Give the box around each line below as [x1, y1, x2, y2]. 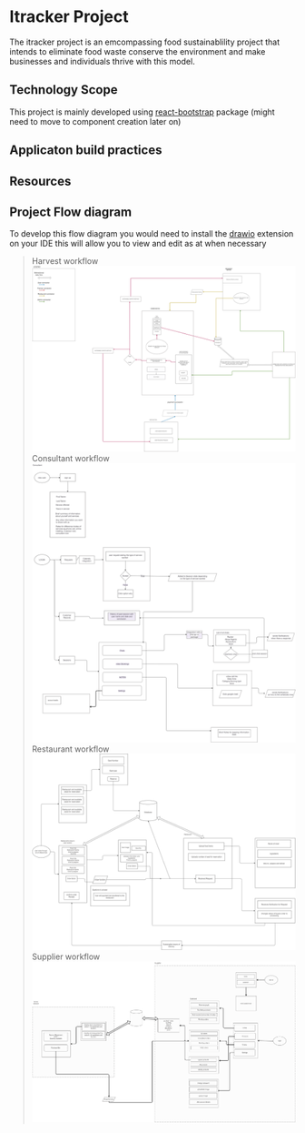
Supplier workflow [31, 951, 101, 962]
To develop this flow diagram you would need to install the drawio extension [9, 228, 294, 239]
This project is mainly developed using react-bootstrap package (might [9, 106, 275, 117]
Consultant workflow [31, 452, 111, 463]
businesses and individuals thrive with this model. [9, 56, 195, 66]
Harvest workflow [31, 256, 99, 267]
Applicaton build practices [9, 143, 162, 158]
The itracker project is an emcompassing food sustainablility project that [9, 36, 280, 47]
